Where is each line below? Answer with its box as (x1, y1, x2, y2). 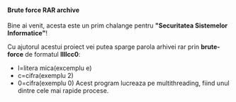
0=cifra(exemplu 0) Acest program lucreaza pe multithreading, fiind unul (17, 79, 230, 88)
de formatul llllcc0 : (24, 50, 81, 59)
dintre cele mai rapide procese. (17, 86, 109, 95)
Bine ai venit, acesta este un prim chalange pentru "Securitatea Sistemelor (7, 21, 228, 30)
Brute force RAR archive (7, 6, 80, 14)
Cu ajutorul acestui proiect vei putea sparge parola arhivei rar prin (7, 42, 200, 51)
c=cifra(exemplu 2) (17, 72, 74, 80)
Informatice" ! (7, 29, 48, 38)
